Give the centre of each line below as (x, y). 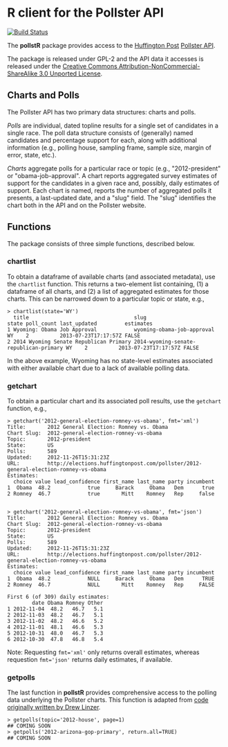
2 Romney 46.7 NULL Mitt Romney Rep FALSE (111, 585)
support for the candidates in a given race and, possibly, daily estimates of (113, 183)
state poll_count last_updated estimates (80, 324)
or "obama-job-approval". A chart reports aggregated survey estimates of (112, 175)
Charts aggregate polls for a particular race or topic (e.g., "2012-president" (114, 168)
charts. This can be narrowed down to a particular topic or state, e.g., (106, 299)
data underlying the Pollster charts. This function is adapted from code (108, 700)
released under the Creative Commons (62, 66)
